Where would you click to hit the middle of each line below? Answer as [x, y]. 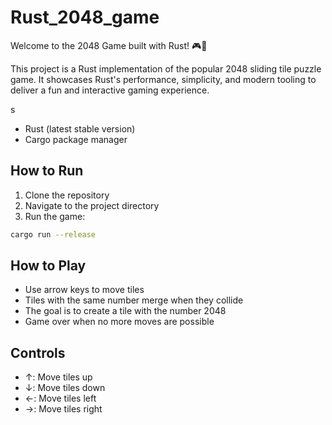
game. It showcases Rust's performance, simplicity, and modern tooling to [163, 79]
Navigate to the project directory [92, 205]
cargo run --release [53, 234]
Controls [38, 352]
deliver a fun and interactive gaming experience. [110, 90]
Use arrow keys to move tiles [84, 290]
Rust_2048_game [85, 17]
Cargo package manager [76, 139]
